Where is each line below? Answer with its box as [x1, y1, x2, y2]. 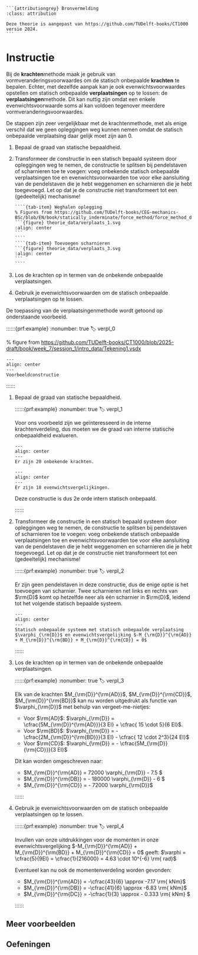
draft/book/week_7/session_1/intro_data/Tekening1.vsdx [6, 345, 141, 352]
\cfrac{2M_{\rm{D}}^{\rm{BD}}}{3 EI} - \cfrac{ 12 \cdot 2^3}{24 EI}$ [23, 733, 190, 740]
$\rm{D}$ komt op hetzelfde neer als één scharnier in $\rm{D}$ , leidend [14, 593, 190, 600]
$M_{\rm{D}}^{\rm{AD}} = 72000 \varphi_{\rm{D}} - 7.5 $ [23, 769, 163, 776]
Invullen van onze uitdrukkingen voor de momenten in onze [14, 836, 159, 843]
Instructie [6, 51, 55, 64]
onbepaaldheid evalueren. [14, 431, 78, 438]
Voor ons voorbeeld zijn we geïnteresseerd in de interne [14, 419, 151, 426]
